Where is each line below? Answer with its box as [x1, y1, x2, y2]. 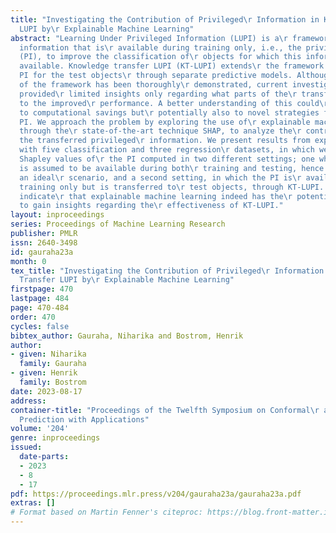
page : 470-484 [10, 303, 70, 313]
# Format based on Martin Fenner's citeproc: [10, 507, 203, 518]
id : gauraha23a [10, 247, 74, 257]
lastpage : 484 [10, 294, 70, 304]
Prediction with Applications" [19, 414, 150, 425]
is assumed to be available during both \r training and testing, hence [19, 163, 325, 173]
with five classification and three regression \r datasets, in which [19, 145, 315, 155]
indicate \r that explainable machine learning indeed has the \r [19, 191, 293, 201]
